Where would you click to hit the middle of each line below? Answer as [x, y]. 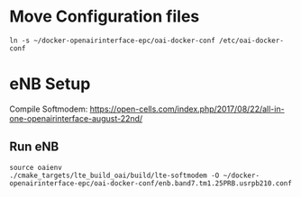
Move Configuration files [105, 17]
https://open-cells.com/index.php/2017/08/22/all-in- [187, 109]
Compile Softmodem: [49, 109]
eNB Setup [50, 84]
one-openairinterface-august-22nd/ [76, 118]
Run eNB [34, 147]
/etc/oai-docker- [251, 40]
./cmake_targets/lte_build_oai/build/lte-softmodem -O [114, 175]
